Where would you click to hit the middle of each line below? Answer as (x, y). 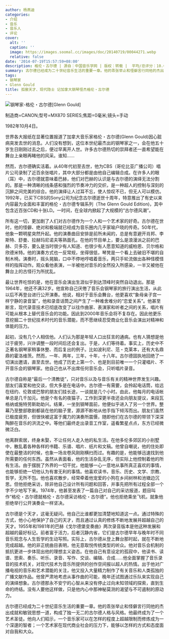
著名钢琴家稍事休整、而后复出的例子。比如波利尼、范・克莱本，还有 (80, 349)
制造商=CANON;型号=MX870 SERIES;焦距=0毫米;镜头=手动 (67, 115)
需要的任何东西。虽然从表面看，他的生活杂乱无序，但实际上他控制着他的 (84, 459)
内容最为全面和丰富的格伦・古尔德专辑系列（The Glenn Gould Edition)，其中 (84, 204)
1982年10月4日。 (23, 126)
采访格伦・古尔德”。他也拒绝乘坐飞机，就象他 (116, 496)
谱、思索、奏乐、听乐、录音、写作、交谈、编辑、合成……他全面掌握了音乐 (82, 557)
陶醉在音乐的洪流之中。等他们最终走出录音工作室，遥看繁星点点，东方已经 (82, 423)
